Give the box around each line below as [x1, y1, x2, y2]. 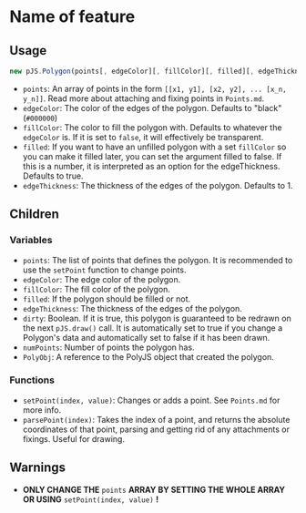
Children [9, 207, 59, 222]
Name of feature [9, 6, 136, 27]
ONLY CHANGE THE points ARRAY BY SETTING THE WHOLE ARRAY [22, 484, 285, 495]
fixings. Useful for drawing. [22, 433, 126, 444]
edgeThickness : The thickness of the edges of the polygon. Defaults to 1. [22, 180, 293, 190]
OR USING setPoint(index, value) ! [22, 494, 159, 505]
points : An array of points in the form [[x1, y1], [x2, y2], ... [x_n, [22, 83, 287, 94]
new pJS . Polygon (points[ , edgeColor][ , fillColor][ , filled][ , [9, 67, 255, 76]
